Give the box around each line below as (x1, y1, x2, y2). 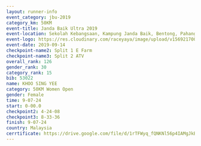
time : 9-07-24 (6, 97, 42, 103)
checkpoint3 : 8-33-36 (6, 114, 60, 120)
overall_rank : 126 (6, 58, 52, 64)
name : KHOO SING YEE (6, 81, 58, 87)
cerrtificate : (6, 131, 42, 137)
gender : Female (6, 92, 44, 98)
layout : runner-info (6, 8, 58, 15)
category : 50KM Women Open (6, 86, 74, 92)
